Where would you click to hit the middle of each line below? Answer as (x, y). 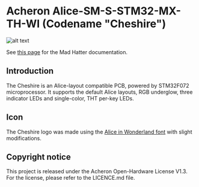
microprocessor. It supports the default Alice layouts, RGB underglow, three (99, 92)
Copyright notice (38, 157)
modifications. (24, 138)
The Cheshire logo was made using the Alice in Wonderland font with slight (99, 132)
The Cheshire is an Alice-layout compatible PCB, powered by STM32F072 (98, 85)
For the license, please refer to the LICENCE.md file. (71, 178)
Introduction (30, 71)
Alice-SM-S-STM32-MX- (117, 11)
